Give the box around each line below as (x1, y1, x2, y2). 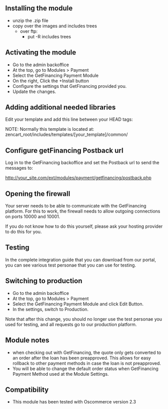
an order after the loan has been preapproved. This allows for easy (12, 354, 151, 361)
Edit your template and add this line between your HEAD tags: (5, 116, 133, 123)
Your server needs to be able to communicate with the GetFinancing (5, 203, 147, 209)
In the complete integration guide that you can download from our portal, (5, 257, 156, 263)
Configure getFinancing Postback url (5, 146, 124, 155)
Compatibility (5, 385, 49, 394)
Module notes (5, 336, 49, 345)
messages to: (5, 165, 34, 171)
